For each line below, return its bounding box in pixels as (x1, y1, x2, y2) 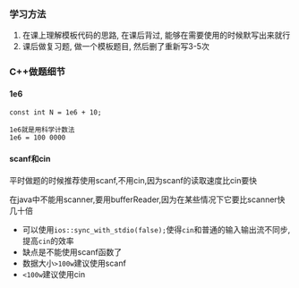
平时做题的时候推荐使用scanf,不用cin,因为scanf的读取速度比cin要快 (9, 174, 258, 185)
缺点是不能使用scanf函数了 (21, 246, 123, 257)
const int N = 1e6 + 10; (9, 108, 102, 117)
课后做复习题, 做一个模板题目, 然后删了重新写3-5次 (21, 41, 210, 52)
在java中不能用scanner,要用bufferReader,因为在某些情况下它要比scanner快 (9, 194, 286, 205)
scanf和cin (9, 154, 51, 165)
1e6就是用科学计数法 (9, 125, 75, 135)
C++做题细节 (9, 65, 65, 78)
